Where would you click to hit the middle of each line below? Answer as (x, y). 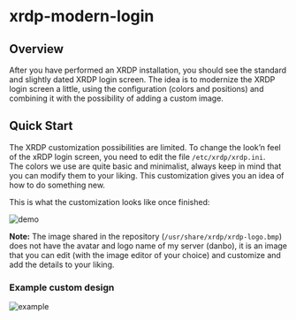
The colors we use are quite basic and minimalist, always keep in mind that (145, 166)
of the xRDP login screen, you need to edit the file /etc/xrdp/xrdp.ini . (137, 156)
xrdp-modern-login (82, 16)
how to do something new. (57, 185)
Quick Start (41, 126)
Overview (37, 49)
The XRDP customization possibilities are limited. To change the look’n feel (145, 147)
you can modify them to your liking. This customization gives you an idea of (147, 175)
